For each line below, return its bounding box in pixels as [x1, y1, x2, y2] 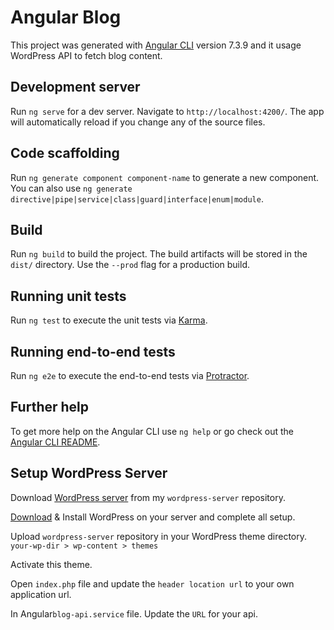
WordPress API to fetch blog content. [10, 49, 163, 61]
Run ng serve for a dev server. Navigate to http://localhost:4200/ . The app [10, 105, 325, 117]
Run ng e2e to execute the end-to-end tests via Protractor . [10, 370, 250, 381]
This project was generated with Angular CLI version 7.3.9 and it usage [10, 39, 302, 51]
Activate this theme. [10, 558, 93, 570]
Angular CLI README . [10, 436, 101, 448]
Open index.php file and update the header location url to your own [10, 577, 295, 590]
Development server [10, 79, 141, 96]
